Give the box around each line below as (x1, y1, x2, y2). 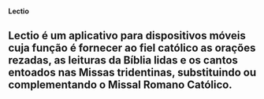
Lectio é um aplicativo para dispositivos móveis (8, 28, 247, 42)
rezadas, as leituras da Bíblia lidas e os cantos (8, 53, 239, 67)
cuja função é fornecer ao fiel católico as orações (8, 41, 256, 54)
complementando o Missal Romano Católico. (8, 78, 232, 91)
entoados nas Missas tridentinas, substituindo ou (8, 65, 257, 79)
